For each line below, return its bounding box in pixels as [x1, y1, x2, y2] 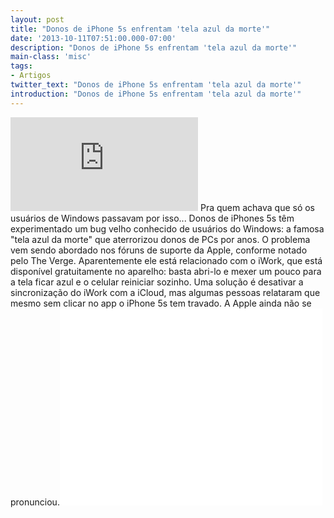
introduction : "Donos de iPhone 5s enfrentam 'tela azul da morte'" [10, 89, 302, 99]
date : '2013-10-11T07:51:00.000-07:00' [10, 33, 177, 43]
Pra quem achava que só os [199, 201, 316, 213]
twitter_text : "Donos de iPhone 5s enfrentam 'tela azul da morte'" [10, 80, 302, 90]
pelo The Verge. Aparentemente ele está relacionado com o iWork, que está [10, 254, 323, 266]
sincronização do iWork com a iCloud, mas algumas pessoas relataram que [10, 286, 321, 298]
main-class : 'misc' [10, 52, 92, 62]
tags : [10, 61, 33, 71]
